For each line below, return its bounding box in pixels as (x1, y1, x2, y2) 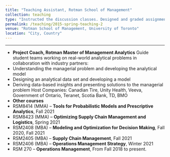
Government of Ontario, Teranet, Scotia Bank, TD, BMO (12, 92, 128, 98)
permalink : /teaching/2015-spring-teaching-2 (5, 21, 103, 27)
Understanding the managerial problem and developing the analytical (12, 66, 157, 71)
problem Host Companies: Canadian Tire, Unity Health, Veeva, (12, 87, 143, 93)
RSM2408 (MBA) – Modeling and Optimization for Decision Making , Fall (12, 125, 165, 130)
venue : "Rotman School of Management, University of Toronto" (5, 26, 139, 31)
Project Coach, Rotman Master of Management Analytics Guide (12, 49, 149, 56)
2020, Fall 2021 (12, 130, 45, 136)
